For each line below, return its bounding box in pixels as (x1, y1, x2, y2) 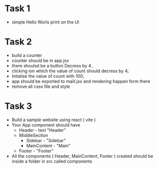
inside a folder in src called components (11, 158, 92, 164)
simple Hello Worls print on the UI (11, 19, 79, 25)
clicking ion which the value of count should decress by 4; (11, 68, 129, 74)
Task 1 (4, 3, 30, 14)
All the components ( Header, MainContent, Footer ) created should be (11, 153, 154, 159)
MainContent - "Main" (26, 143, 71, 148)
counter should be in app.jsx (11, 57, 69, 63)
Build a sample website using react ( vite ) (11, 117, 96, 123)
